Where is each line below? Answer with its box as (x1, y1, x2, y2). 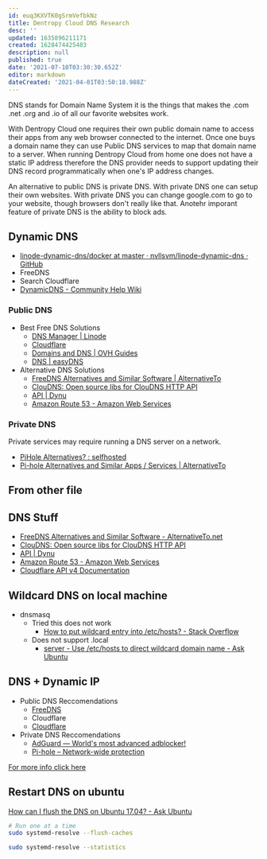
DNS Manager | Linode (31, 331, 107, 340)
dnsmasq (19, 609, 51, 619)
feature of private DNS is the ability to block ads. (8, 207, 168, 216)
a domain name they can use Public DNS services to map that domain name (8, 141, 257, 150)
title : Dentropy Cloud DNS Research (8, 19, 130, 27)
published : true (8, 56, 62, 64)
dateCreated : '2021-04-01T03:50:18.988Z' (8, 78, 148, 86)
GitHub (19, 259, 44, 269)
